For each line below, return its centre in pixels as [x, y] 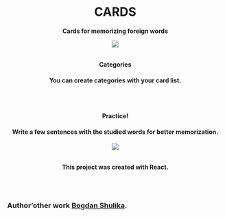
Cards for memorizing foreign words [115, 31]
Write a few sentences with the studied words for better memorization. [115, 132]
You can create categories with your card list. [115, 80]
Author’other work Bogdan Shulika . [67, 205]
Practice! [115, 116]
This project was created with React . [115, 167]
